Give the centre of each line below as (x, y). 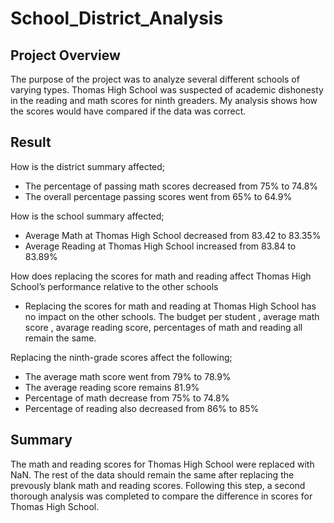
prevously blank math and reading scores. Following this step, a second (158, 485)
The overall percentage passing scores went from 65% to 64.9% (158, 196)
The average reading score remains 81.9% (112, 387)
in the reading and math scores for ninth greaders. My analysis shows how (164, 100)
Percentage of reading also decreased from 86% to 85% (142, 408)
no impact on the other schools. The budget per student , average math (172, 316)
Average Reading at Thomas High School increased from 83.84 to (160, 246)
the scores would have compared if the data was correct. (128, 111)
